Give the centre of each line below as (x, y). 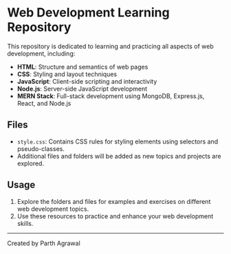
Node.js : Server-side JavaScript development (82, 89)
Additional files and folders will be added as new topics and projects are (119, 156)
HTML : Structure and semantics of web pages (82, 67)
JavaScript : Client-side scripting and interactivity (87, 81)
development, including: (41, 54)
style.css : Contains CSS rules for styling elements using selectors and (118, 141)
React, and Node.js (44, 103)
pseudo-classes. (41, 148)
